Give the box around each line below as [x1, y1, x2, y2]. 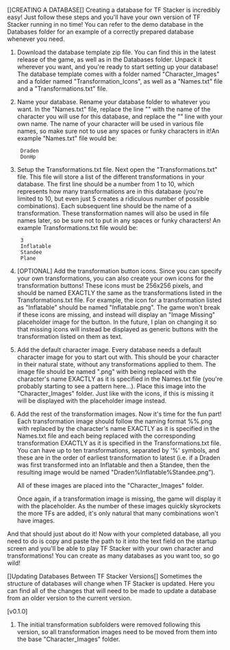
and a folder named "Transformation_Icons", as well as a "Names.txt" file [16, 77, 223, 85]
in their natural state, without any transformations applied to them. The [16, 360, 216, 368]
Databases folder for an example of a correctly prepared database [7, 27, 194, 36]
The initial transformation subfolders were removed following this [16, 621, 201, 629]
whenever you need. [7, 35, 65, 43]
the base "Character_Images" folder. [16, 635, 120, 643]
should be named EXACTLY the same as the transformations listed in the [16, 289, 222, 297]
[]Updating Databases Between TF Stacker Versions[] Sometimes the [7, 572, 203, 580]
